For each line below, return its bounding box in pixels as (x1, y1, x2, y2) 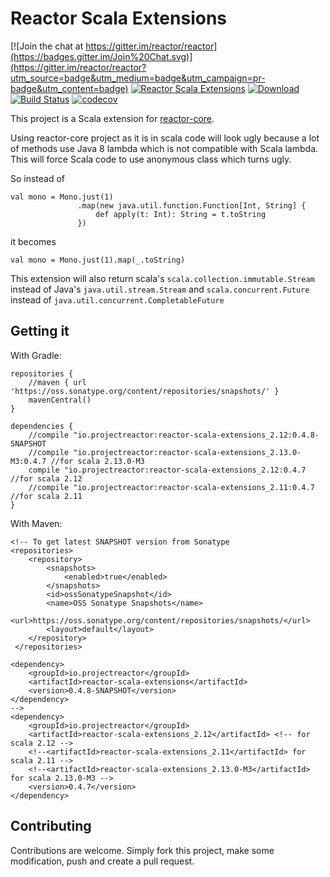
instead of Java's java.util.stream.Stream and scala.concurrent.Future (10, 283, 310, 295)
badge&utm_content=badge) (10, 82, 129, 94)
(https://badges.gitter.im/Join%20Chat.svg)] (10, 50, 193, 62)
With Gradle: (10, 349, 62, 361)
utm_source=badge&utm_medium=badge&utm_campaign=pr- (10, 72, 266, 84)
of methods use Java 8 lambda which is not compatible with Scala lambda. (10, 142, 319, 154)
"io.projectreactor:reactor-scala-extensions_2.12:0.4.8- (73, 430, 320, 440)
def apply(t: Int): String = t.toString (95, 209, 267, 219)
